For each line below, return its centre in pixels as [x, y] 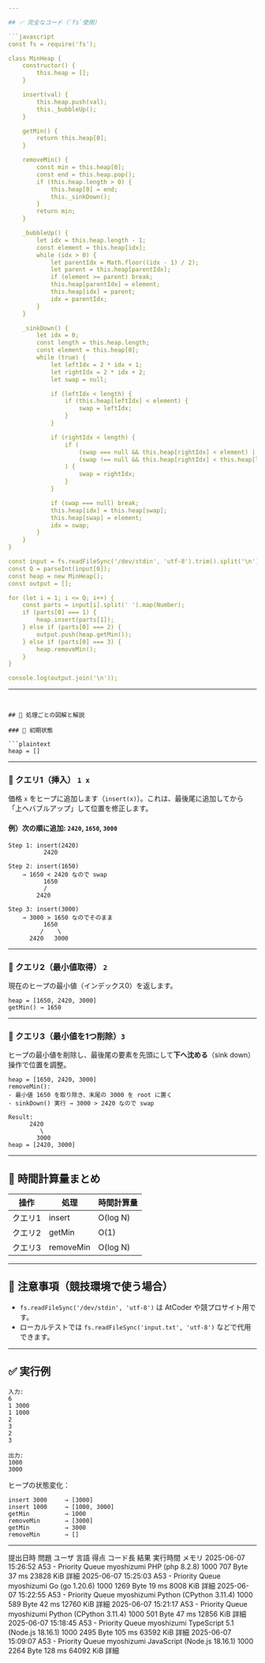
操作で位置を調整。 [39, 1065]
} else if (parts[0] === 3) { [72, 642]
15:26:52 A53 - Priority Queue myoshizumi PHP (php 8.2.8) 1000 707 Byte [128, 1567]
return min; [56, 211]
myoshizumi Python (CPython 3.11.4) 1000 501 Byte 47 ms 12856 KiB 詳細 [127, 1614]
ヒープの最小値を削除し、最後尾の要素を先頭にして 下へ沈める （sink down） [131, 1055]
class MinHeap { [35, 58]
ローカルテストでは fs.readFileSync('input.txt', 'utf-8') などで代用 [135, 1327]
